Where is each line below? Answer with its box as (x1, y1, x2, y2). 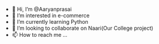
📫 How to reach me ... (11, 32, 68, 38)
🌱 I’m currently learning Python (11, 18, 88, 25)
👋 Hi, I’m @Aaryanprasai (11, 6, 72, 12)
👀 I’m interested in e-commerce (11, 12, 90, 19)
